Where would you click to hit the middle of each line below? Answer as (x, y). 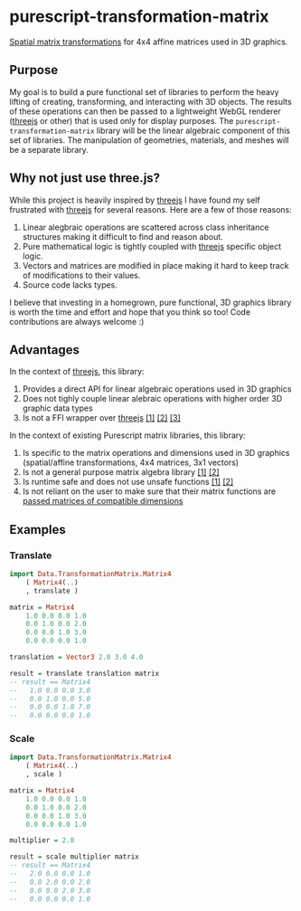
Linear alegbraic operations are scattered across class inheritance (146, 227)
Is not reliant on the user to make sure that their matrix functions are (149, 491)
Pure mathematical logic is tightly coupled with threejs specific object (152, 246)
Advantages (44, 350)
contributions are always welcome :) (77, 321)
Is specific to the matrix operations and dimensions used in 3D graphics (156, 453)
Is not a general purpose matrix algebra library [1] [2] (121, 472)
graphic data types (57, 408)
